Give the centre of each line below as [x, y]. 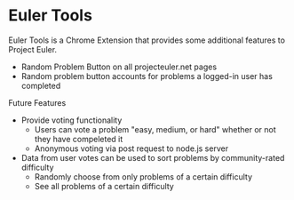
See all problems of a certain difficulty [104, 186]
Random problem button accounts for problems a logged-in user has [147, 76]
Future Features [37, 102]
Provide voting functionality [72, 120]
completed [41, 85]
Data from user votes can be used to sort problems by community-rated [153, 157]
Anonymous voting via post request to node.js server [131, 148]
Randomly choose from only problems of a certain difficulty [143, 176]
